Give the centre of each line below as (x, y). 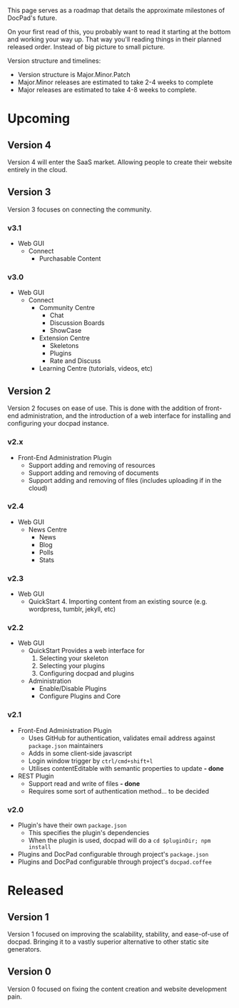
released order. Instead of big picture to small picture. (86, 47)
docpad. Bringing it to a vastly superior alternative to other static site (108, 942)
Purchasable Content (70, 259)
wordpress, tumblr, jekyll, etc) (72, 609)
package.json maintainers (66, 745)
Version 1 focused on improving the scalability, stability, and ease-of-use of (118, 934)
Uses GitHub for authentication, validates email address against (122, 738)
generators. (24, 949)
